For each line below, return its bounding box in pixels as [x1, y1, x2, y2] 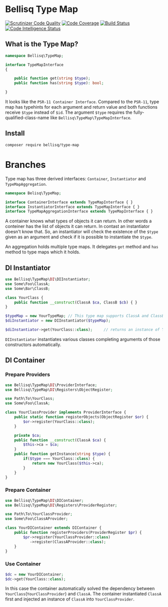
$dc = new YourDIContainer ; [5, 572, 64, 577]
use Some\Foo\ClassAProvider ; [5, 516, 68, 521]
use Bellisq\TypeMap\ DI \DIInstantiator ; [5, 277, 91, 282]
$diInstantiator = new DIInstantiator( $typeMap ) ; [5, 318, 111, 324]
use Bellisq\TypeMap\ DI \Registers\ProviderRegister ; [5, 502, 117, 508]
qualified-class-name [5, 115, 49, 121]
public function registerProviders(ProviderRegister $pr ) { [14, 530, 142, 535]
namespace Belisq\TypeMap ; [5, 190, 61, 196]
